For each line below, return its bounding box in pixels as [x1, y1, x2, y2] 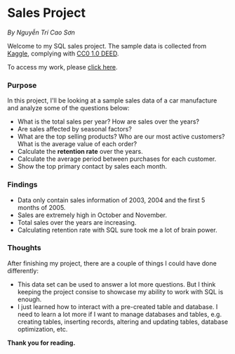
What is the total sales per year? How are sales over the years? [17, 117, 200, 126]
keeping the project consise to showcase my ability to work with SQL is [17, 287, 224, 296]
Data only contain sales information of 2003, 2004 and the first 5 [17, 195, 206, 204]
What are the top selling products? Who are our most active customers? [17, 132, 225, 141]
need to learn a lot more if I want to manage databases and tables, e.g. [17, 310, 222, 318]
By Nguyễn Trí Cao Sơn [7, 28, 76, 37]
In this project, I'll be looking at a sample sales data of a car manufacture [7, 96, 217, 105]
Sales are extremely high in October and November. [17, 211, 167, 219]
